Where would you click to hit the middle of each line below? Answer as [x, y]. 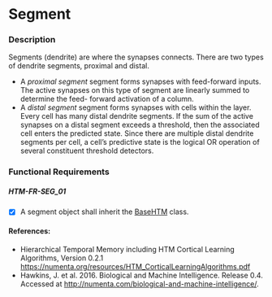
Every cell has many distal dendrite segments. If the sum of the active [137, 116]
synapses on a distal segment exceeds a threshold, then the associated [140, 125]
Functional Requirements [59, 172]
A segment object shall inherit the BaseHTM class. [104, 212]
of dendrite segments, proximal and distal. [79, 66]
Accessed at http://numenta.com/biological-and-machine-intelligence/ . [139, 284]
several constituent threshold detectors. [87, 151]
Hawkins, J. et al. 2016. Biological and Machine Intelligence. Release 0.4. [142, 275]
